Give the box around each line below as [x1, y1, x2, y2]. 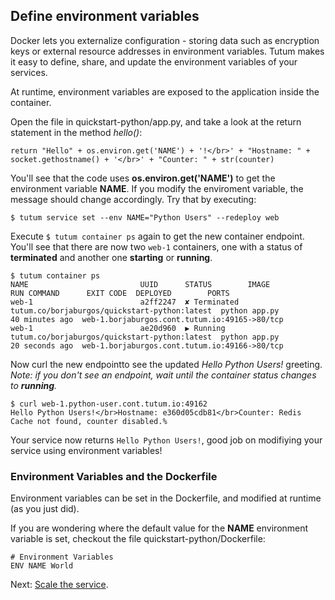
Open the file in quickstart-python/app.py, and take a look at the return [10, 115, 302, 128]
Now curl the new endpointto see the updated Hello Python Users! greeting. [10, 358, 323, 370]
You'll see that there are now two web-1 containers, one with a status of [10, 240, 303, 253]
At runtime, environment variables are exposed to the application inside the [10, 85, 320, 98]
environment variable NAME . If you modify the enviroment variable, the [10, 182, 304, 194]
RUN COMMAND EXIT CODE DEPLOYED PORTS [10, 288, 230, 298]
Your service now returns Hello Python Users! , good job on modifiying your [10, 434, 323, 446]
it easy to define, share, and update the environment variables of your [10, 55, 298, 68]
